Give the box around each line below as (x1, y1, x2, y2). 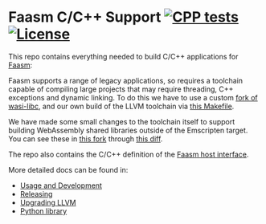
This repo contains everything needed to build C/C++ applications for (8, 51, 239, 61)
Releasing (19, 189, 53, 198)
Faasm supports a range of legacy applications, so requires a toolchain (8, 75, 243, 85)
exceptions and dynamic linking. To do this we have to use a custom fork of (8, 92, 259, 102)
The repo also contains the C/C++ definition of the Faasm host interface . (8, 149, 249, 159)
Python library (19, 206, 68, 216)
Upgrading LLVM (19, 198, 76, 207)
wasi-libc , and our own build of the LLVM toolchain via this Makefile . (8, 101, 235, 111)
